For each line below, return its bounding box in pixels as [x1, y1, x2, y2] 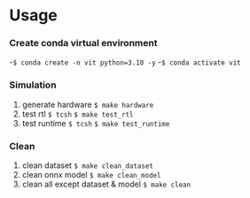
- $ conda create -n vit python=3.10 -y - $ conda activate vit [9, 57, 241, 67]
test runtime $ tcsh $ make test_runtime [21, 118, 170, 128]
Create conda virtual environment [9, 37, 158, 49]
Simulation [9, 79, 57, 91]
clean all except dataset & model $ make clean [21, 179, 191, 190]
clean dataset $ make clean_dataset [21, 160, 153, 171]
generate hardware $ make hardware [21, 99, 154, 110]
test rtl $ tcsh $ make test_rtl [21, 108, 134, 119]
